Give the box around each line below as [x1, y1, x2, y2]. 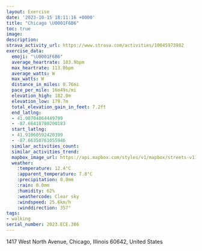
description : [6, 37, 39, 43]
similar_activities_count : [11, 143, 79, 149]
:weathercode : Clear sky [17, 193, 79, 199]
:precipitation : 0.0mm [17, 177, 74, 183]
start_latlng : [11, 126, 47, 132]
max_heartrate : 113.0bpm [11, 64, 74, 71]
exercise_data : [6, 48, 44, 54]
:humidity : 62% [17, 188, 55, 194]
